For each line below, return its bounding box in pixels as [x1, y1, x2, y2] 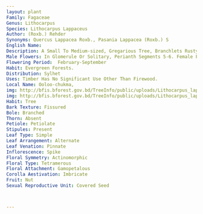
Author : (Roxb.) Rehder [6, 31, 66, 37]
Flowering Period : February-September [6, 59, 107, 65]
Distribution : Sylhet [6, 71, 61, 77]
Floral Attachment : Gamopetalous [6, 166, 91, 172]
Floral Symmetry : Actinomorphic [6, 154, 88, 160]
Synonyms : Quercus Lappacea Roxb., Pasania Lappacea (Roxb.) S [6, 37, 169, 43]
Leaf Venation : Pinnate [6, 143, 66, 149]
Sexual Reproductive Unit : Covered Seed [6, 183, 110, 189]
